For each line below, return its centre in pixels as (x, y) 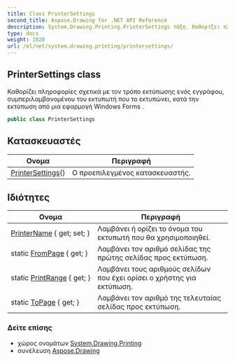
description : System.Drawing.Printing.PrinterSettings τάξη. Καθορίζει (114, 27)
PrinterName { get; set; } (50, 233)
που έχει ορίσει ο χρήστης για (147, 278)
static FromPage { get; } (50, 253)
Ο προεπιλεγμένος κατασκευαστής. (131, 172)
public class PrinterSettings (51, 119)
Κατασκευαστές (44, 141)
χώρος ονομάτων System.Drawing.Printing (79, 343)
